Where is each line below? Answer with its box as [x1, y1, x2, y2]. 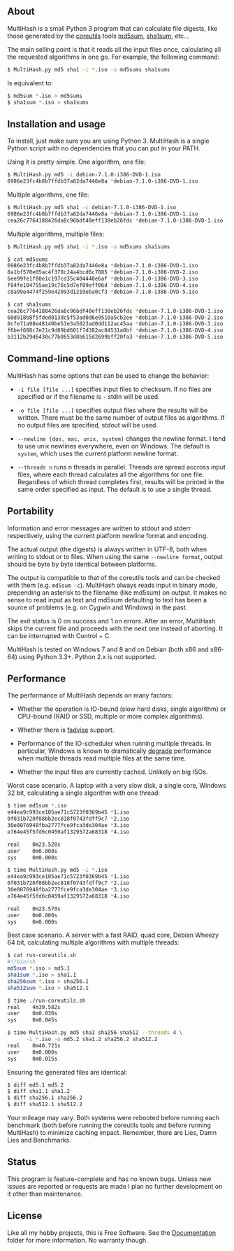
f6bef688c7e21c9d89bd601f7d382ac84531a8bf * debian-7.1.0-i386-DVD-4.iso [7, 327, 224, 334]
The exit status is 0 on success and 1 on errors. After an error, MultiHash [7, 616, 216, 625]
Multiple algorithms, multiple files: [7, 229, 105, 238]
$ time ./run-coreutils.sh [7, 997, 86, 1004]
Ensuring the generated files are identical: [7, 1068, 128, 1076]
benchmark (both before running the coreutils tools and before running [7, 1121, 212, 1129]
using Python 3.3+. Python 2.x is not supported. [18, 652, 157, 660]
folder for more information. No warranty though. [7, 1236, 148, 1244]
